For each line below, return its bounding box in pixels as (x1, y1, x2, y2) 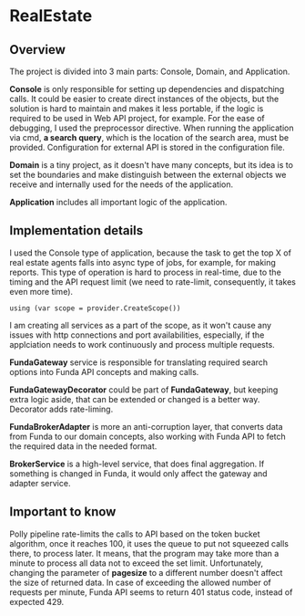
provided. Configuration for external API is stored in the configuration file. (9, 142, 285, 152)
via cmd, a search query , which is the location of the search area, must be (9, 132, 290, 142)
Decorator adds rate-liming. (9, 403, 114, 414)
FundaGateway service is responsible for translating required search (9, 357, 269, 368)
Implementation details (9, 223, 144, 238)
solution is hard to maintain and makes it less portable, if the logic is (9, 103, 264, 114)
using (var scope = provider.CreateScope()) (9, 303, 181, 313)
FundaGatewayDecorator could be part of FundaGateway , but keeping (9, 384, 279, 395)
